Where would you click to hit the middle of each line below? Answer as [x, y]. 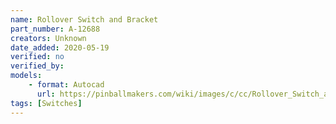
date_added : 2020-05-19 [60, 47]
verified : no [37, 57]
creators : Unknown [48, 38]
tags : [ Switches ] [46, 103]
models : [26, 76]
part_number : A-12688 [55, 29]
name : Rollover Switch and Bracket [84, 19]
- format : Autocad [66, 85]
